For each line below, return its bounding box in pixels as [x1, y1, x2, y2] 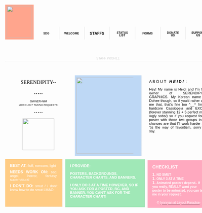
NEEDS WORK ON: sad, [10, 169, 58, 174]
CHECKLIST [152, 164, 178, 170]
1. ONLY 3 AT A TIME [152, 176, 184, 181]
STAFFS [90, 31, 104, 36]
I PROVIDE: [70, 163, 91, 168]
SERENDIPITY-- [20, 79, 56, 85]
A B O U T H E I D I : [149, 79, 187, 84]
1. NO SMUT [152, 172, 172, 177]
